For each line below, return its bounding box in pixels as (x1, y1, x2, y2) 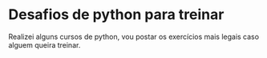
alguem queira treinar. (8, 40, 81, 49)
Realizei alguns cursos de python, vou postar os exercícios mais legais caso (8, 32, 259, 41)
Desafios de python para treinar (8, 6, 225, 24)
